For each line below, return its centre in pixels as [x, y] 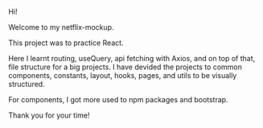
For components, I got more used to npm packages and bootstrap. [118, 99]
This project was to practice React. [66, 43]
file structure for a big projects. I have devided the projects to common [125, 67]
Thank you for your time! [49, 115]
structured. [27, 84]
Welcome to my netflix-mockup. [61, 27]
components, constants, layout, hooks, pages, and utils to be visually [123, 75]
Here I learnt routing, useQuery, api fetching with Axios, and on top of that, [132, 58]
